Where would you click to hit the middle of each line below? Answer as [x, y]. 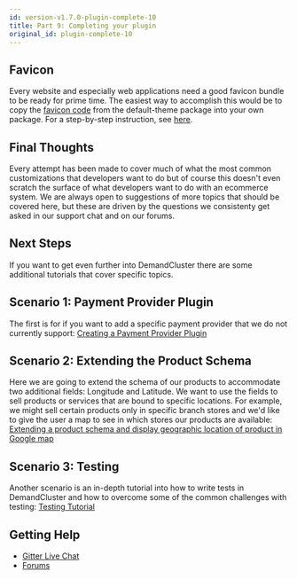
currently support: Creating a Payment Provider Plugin [108, 333]
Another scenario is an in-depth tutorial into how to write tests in [127, 488]
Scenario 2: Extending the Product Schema [131, 361]
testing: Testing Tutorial [52, 507]
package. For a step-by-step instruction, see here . [101, 120]
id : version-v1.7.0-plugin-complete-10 [83, 17]
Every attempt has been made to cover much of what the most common [141, 168]
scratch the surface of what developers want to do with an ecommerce [139, 188]
